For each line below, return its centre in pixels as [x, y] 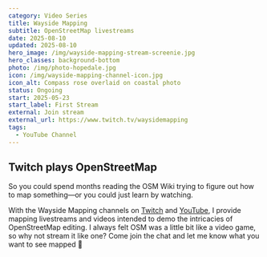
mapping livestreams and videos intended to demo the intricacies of [121, 219]
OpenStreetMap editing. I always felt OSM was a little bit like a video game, [132, 227]
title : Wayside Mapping [48, 23]
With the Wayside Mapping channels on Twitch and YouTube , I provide [125, 211]
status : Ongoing [35, 90]
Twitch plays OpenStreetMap [83, 168]
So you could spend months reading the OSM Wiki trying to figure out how [131, 187]
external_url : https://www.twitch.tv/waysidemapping [98, 120]
